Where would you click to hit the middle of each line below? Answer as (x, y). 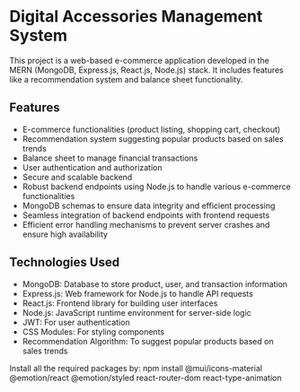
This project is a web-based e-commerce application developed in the (139, 60)
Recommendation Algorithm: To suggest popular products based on (148, 341)
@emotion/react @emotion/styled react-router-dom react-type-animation (146, 378)
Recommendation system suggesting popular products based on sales (153, 139)
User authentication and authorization (93, 167)
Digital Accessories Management (136, 17)
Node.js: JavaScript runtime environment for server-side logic (137, 312)
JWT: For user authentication (76, 322)
